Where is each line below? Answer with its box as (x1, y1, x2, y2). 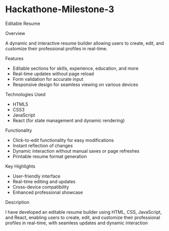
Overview (5, 30, 25, 36)
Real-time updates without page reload (12, 70, 94, 77)
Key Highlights (5, 163, 35, 169)
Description (5, 199, 29, 205)
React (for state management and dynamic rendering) (12, 117, 125, 123)
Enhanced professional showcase (12, 189, 83, 195)
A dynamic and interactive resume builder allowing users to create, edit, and (5, 40, 164, 46)
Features (5, 55, 24, 62)
